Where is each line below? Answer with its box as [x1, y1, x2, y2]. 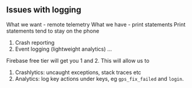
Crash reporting [14, 39, 55, 46]
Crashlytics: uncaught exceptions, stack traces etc [14, 69, 142, 76]
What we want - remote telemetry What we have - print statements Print [6, 20, 186, 28]
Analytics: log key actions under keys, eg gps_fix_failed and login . [14, 75, 184, 82]
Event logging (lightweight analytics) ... [14, 45, 112, 52]
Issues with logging [6, 5, 82, 15]
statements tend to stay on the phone [6, 27, 100, 34]
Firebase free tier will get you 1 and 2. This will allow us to [6, 57, 150, 64]
